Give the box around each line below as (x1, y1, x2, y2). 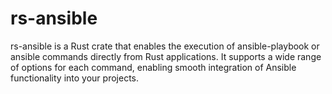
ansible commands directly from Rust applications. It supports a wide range (10, 50, 322, 62)
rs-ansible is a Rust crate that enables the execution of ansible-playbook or (10, 40, 320, 52)
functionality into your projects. (10, 72, 140, 84)
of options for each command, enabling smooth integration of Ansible (10, 61, 297, 73)
